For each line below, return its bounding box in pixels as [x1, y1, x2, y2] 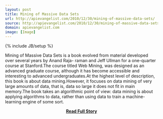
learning [5, 99, 22, 104]
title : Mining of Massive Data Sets [5, 12, 79, 17]
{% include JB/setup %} [5, 43, 53, 49]
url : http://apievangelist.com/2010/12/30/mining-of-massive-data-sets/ [5, 16, 155, 21]
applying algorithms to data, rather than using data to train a [5, 94, 125, 100]
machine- [126, 94, 146, 100]
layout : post [5, 7, 32, 12]
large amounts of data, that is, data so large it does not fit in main [5, 84, 135, 89]
